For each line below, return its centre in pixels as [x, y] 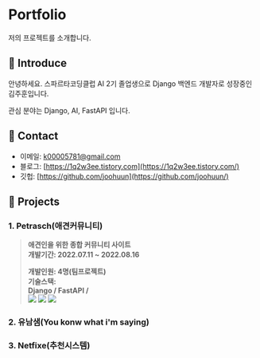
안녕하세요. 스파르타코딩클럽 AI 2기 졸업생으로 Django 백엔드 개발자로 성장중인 [130, 83]
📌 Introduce [38, 63]
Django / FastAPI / [58, 291]
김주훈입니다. [29, 93]
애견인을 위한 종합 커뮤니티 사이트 [79, 245]
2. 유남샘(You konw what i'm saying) [79, 322]
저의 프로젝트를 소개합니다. [50, 37]
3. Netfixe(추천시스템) [49, 346]
